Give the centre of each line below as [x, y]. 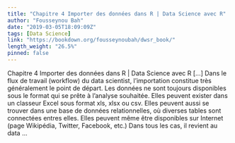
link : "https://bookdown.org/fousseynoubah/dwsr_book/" [91, 40]
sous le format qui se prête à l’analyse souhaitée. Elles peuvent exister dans [117, 95]
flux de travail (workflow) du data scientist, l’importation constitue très [110, 80]
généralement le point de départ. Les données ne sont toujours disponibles [117, 88]
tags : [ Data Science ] [39, 33]
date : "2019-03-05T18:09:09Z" [52, 27]
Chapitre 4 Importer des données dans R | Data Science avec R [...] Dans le [117, 73]
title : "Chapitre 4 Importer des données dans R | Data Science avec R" [117, 14]
